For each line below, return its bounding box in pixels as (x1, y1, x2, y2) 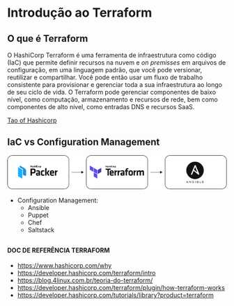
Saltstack (27, 226, 55, 234)
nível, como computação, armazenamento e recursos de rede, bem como (7, 95, 218, 104)
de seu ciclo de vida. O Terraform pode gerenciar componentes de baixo (7, 88, 217, 96)
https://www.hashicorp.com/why (17, 261, 112, 270)
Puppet (27, 211, 49, 220)
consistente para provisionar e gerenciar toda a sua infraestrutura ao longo (7, 81, 223, 88)
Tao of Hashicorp (7, 116, 57, 124)
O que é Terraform (7, 33, 88, 45)
